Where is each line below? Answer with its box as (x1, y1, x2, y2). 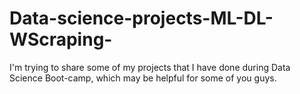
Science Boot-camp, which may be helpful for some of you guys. (9, 72, 277, 84)
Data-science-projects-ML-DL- (9, 7, 274, 30)
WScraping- (9, 28, 113, 51)
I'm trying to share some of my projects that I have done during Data (9, 61, 291, 73)
